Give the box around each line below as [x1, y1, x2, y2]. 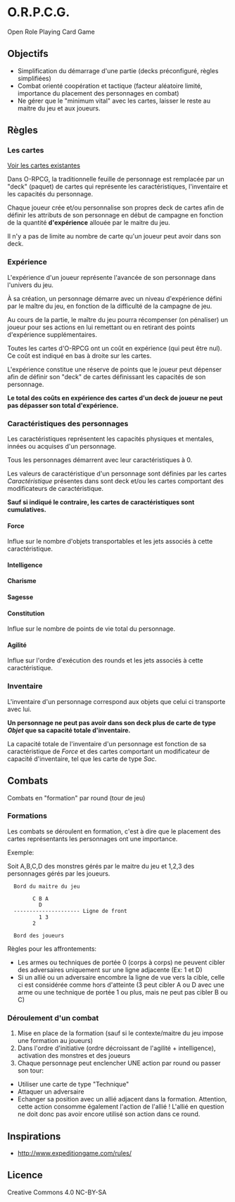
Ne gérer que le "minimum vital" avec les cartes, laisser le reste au [17, 96, 211, 105]
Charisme [7, 577, 37, 585]
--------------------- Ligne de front [13, 907, 128, 914]
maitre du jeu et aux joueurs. [17, 103, 101, 113]
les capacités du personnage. [7, 190, 94, 198]
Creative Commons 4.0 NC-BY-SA [7, 1188, 107, 1196]
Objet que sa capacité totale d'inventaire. [7, 726, 131, 734]
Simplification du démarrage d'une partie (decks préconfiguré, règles [17, 66, 219, 75]
